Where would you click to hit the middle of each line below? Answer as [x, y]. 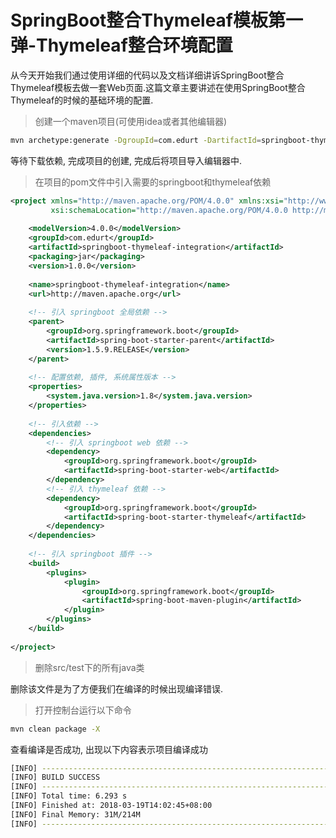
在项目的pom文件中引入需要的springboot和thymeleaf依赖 [153, 182]
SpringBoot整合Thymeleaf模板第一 [157, 20]
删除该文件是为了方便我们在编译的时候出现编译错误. [117, 688]
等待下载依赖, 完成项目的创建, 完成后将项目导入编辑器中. [126, 160]
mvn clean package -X [55, 729]
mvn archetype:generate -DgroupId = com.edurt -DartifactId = [136, 140]
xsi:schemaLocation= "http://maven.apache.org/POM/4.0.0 [169, 210]
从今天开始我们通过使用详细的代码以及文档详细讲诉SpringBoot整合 [147, 75]
